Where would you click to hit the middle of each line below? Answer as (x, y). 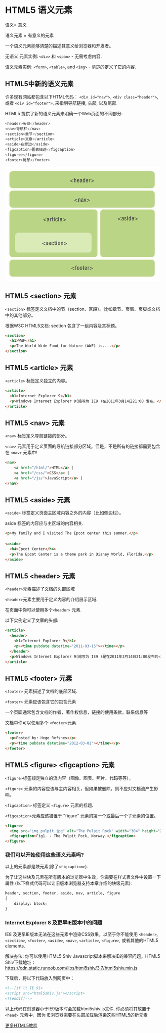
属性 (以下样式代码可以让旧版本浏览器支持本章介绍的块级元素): (69, 883)
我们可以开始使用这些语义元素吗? (44, 855)
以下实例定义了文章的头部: (32, 620)
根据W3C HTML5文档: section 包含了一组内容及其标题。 (62, 326)
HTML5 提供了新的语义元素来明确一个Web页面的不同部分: (64, 113)
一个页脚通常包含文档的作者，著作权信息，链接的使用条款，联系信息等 (77, 712)
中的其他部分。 (20, 315)
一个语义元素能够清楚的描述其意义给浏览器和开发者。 (59, 46)
